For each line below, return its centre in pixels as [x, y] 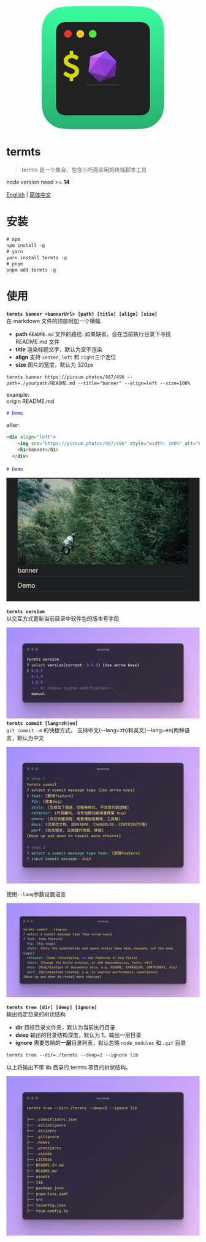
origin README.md [30, 401]
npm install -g [26, 245]
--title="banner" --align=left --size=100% [134, 383]
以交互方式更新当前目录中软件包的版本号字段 [63, 619]
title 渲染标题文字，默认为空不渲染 [59, 349]
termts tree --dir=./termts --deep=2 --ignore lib [72, 1055]
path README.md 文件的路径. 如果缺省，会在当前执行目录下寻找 [93, 334]
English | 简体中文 [29, 194]
